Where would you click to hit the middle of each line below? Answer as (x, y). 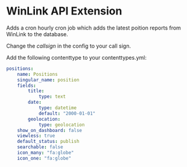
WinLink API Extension (64, 11)
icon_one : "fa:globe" (44, 158)
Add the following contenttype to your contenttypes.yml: (76, 57)
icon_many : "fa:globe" (46, 153)
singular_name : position (48, 80)
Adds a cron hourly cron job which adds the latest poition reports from (93, 28)
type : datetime (58, 108)
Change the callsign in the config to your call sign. (69, 46)
